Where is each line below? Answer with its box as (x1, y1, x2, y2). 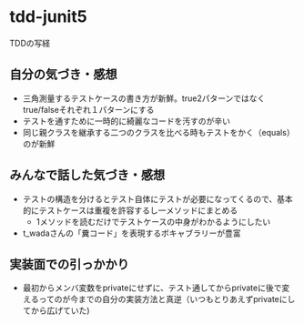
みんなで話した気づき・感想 (9, 167, 166, 183)
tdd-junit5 (9, 6, 88, 27)
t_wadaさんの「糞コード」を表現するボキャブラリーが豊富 (22, 228, 241, 238)
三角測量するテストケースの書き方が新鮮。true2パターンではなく (22, 93, 266, 104)
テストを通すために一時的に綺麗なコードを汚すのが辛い (22, 116, 230, 127)
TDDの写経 (9, 37, 51, 48)
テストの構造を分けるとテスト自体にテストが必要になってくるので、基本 (22, 193, 293, 204)
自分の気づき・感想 (9, 66, 117, 83)
